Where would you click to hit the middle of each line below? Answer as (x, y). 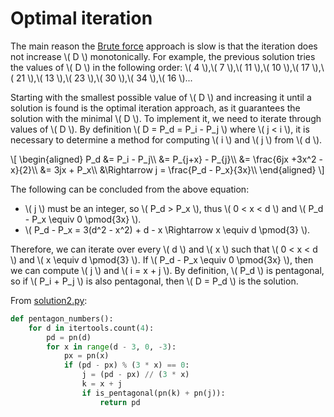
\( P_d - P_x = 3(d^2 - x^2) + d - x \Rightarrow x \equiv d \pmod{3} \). (167, 229)
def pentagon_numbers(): (62, 318)
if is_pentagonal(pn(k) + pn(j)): (153, 393)
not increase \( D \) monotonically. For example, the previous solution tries (163, 56)
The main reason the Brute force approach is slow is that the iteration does (164, 46)
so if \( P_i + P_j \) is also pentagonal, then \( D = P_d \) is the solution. (154, 281)
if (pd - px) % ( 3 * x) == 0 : (126, 365)
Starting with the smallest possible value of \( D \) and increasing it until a (161, 97)
